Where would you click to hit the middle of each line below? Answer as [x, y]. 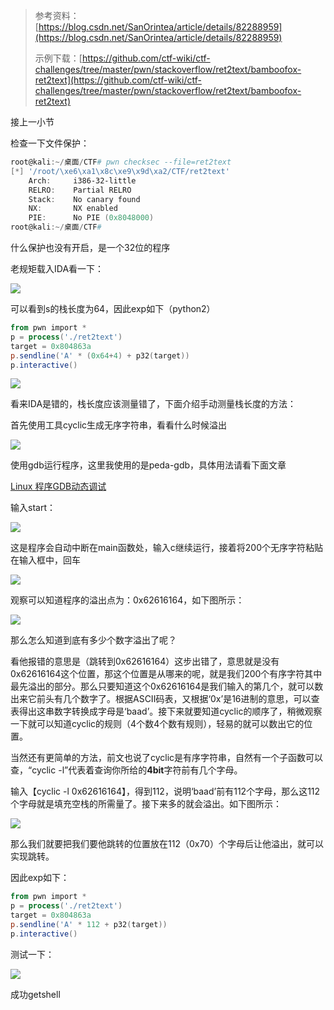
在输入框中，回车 [45, 560]
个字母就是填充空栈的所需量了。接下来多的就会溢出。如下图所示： [146, 804]
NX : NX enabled [73, 209]
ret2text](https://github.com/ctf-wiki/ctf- [118, 80]
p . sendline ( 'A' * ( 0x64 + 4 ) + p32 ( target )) [100, 355]
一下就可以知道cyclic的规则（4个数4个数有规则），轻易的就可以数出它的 [157, 724]
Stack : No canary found [84, 199]
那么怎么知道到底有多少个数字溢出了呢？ [93, 640]
